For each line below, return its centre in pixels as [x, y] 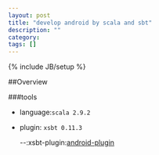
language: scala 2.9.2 [55, 112]
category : [24, 37]
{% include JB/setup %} [47, 67]
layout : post [29, 15]
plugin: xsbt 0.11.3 [51, 128]
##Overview [28, 82]
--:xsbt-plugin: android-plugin [67, 142]
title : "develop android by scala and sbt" [80, 23]
